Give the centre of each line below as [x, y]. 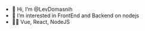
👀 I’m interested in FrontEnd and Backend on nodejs [75, 15]
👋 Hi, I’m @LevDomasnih [42, 9]
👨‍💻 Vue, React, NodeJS [41, 22]
